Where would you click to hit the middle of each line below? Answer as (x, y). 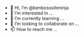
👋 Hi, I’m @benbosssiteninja (39, 8)
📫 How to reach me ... (34, 29)
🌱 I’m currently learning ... (37, 18)
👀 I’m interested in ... (32, 13)
